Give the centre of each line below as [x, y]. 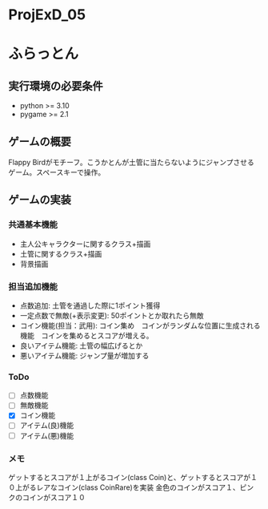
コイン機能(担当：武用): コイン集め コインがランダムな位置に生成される [140, 325]
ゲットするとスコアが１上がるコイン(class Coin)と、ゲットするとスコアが [129, 477]
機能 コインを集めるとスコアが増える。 [86, 335]
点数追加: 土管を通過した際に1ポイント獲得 [90, 305]
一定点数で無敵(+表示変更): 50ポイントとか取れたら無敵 [112, 315]
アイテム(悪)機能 [47, 435]
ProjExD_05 [47, 15]
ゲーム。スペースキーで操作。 [57, 172]
